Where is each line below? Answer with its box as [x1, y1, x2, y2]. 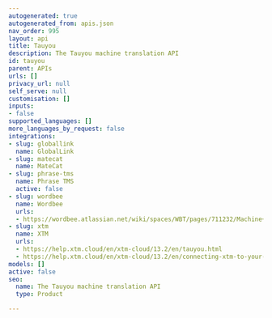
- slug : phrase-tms [8, 170, 74, 178]
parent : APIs [8, 65, 53, 73]
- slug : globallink [8, 139, 74, 148]
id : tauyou [8, 57, 45, 66]
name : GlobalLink [15, 147, 74, 155]
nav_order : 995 [8, 27, 60, 35]
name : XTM [15, 230, 49, 239]
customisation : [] [8, 95, 70, 103]
